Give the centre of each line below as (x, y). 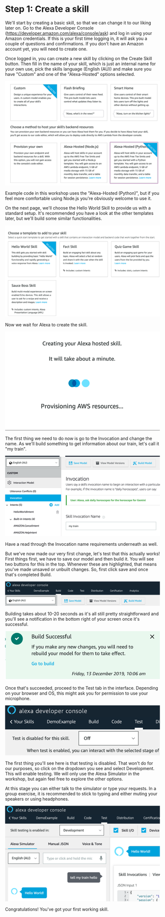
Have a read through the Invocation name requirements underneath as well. (82, 544)
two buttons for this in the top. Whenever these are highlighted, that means (81, 564)
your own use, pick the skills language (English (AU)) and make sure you (78, 69)
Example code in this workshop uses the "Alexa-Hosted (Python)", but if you (82, 193)
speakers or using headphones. (37, 799)
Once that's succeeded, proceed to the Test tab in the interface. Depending (82, 688)
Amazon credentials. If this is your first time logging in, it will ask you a (76, 38)
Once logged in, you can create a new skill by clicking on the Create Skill (79, 58)
